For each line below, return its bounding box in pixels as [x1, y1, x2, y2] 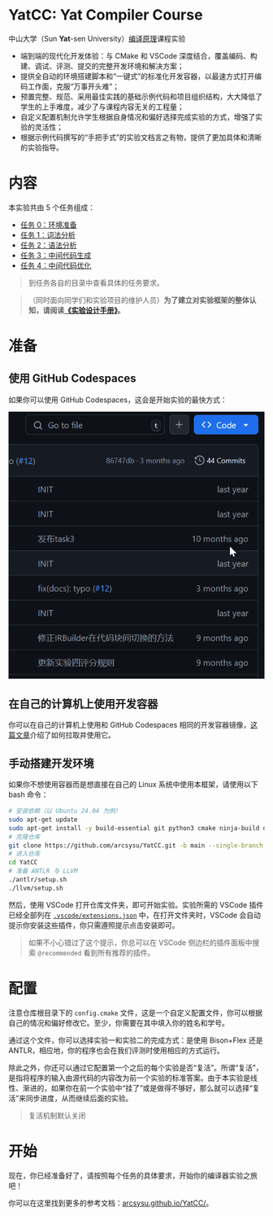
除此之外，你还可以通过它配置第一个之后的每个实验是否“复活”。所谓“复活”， [8, 1062, 263, 1072]
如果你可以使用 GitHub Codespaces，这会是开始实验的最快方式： [8, 395, 227, 405]
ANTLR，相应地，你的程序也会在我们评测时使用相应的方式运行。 [8, 1045, 225, 1055]
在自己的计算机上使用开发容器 [8, 697, 158, 711]
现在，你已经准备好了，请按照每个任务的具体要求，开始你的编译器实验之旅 [8, 1170, 258, 1180]
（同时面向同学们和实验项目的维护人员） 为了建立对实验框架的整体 [28, 295, 249, 304]
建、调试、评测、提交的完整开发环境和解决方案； [19, 61, 184, 71]
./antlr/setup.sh [8, 876, 67, 884]
